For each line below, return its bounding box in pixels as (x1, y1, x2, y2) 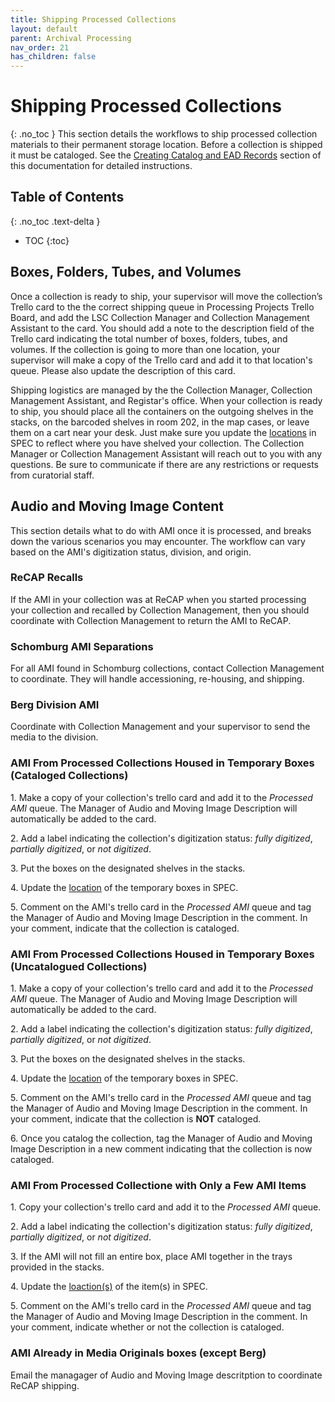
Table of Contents (10, 189, 125, 206)
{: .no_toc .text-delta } (10, 215, 101, 227)
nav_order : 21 (10, 42, 70, 53)
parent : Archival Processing (10, 33, 132, 43)
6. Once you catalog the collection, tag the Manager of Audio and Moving (10, 1132, 313, 1144)
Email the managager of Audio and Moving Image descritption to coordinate (10, 1369, 323, 1381)
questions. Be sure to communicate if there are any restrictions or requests (10, 458, 320, 470)
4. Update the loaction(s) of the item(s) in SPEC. (10, 1281, 208, 1293)
